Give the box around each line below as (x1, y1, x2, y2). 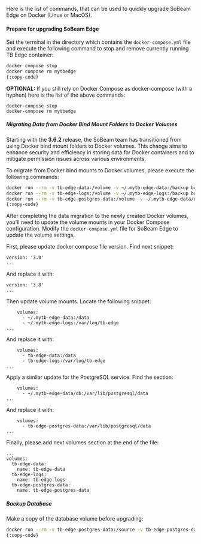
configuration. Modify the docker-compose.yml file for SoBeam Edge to (6, 225, 178, 232)
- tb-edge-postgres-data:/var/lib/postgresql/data (22, 423, 151, 429)
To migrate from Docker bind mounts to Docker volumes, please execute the (6, 166, 194, 174)
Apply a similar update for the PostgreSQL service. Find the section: (6, 373, 173, 381)
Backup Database (6, 500, 52, 507)
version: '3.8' (6, 282, 44, 288)
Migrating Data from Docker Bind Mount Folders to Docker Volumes (6, 121, 178, 128)
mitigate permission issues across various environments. (6, 155, 147, 162)
